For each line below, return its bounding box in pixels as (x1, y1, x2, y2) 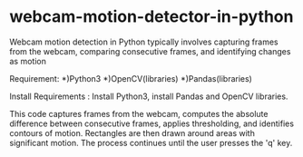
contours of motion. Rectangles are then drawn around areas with (9, 127, 256, 138)
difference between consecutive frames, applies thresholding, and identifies (9, 118, 295, 129)
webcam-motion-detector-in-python (9, 6, 294, 27)
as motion (9, 55, 47, 66)
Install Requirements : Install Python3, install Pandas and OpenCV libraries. (9, 91, 288, 102)
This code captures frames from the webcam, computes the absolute (9, 108, 269, 119)
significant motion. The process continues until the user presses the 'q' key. (9, 137, 293, 148)
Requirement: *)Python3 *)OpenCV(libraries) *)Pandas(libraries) (9, 73, 252, 83)
